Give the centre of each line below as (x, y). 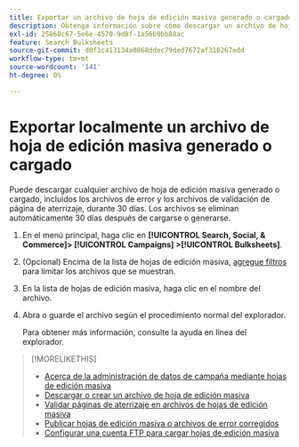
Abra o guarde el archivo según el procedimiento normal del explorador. (154, 315)
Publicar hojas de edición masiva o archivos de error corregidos (162, 423)
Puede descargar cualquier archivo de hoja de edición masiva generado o (145, 189)
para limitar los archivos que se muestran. (99, 271)
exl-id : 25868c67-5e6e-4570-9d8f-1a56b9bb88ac (97, 34)
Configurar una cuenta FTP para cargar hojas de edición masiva (162, 433)
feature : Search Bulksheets (61, 42)
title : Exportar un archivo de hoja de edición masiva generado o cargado (151, 17)
